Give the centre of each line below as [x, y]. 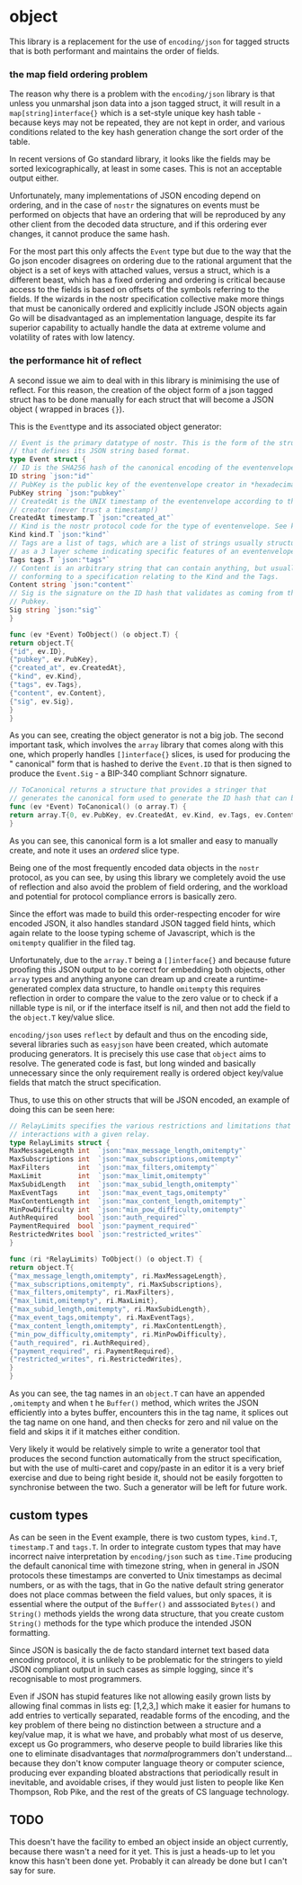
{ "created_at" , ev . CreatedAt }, [68, 668]
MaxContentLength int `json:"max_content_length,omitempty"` [128, 1201]
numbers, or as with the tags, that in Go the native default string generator [147, 1585]
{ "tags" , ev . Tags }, [46, 685]
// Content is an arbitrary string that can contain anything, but [138, 568]
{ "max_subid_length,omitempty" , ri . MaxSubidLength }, [110, 1309]
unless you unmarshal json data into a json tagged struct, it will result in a [145, 103]
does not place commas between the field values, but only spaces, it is [141, 1595]
